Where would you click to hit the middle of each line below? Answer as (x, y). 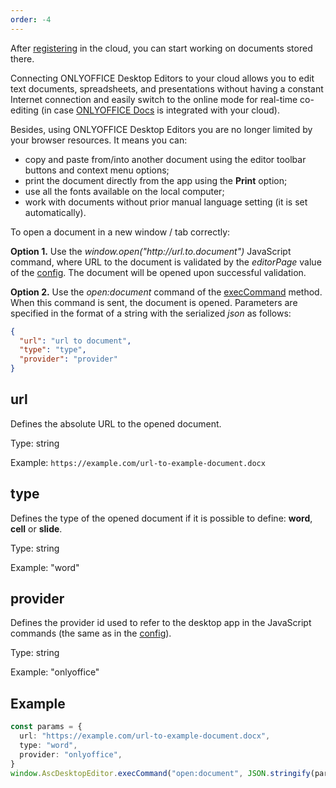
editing (24, 110)
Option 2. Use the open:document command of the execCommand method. (166, 292)
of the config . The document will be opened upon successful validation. (158, 272)
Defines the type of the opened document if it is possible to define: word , (161, 518)
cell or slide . (36, 528)
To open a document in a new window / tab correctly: (120, 232)
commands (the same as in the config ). (91, 633)
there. (22, 58)
